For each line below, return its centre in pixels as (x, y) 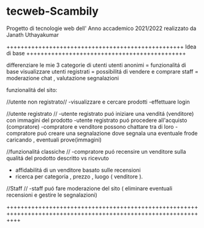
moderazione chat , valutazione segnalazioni (63, 78)
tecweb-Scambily (53, 11)
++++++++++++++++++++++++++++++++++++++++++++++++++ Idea (101, 47)
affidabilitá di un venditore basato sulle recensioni (78, 170)
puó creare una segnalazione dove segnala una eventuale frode (117, 133)
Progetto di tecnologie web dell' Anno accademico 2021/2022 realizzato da (101, 28)
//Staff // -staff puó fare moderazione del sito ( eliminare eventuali (89, 188)
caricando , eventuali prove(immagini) (54, 140)
